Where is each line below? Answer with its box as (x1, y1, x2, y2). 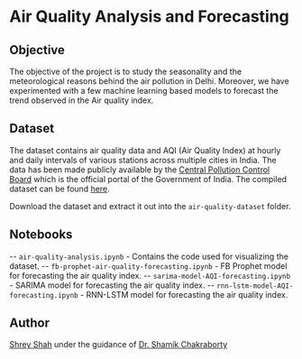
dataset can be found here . (9, 183, 110, 194)
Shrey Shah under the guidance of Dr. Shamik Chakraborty (9, 339, 228, 350)
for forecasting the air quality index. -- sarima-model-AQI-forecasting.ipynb (9, 270, 291, 281)
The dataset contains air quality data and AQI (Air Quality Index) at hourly (9, 144, 281, 155)
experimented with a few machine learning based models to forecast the (9, 86, 279, 96)
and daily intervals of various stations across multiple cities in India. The (9, 154, 277, 165)
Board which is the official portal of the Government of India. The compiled (9, 173, 287, 184)
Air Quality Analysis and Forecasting (9, 6, 290, 27)
